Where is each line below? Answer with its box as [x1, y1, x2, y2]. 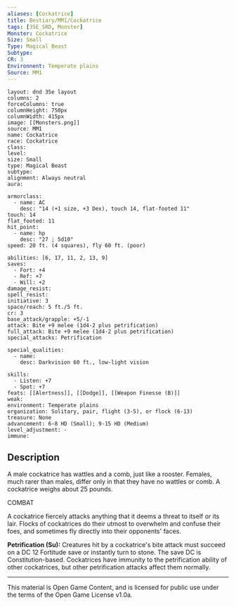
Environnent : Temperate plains [7, 62, 99, 70]
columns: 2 [7, 94, 39, 102]
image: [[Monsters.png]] [7, 119, 80, 126]
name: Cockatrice [7, 131, 58, 138]
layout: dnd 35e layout [7, 88, 77, 95]
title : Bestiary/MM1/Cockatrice [7, 17, 102, 24]
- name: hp [13, 230, 46, 237]
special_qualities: [7, 346, 65, 353]
